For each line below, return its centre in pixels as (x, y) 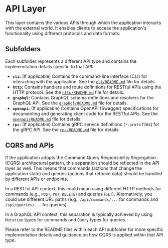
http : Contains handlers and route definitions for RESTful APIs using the (87, 87)
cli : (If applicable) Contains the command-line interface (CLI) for (80, 76)
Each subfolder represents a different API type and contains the (71, 61)
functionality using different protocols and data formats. (63, 33)
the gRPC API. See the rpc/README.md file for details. (66, 130)
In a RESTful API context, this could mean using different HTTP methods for (83, 188)
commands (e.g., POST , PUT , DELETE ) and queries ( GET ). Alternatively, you (79, 194)
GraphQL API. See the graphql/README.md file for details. (70, 103)
